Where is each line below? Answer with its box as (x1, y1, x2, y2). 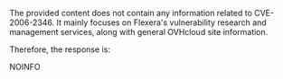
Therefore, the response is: (9, 44, 111, 55)
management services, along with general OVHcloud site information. (9, 27, 269, 37)
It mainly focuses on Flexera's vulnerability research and (56, 17, 267, 28)
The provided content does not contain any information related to (9, 8, 253, 18)
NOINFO (9, 62, 41, 72)
